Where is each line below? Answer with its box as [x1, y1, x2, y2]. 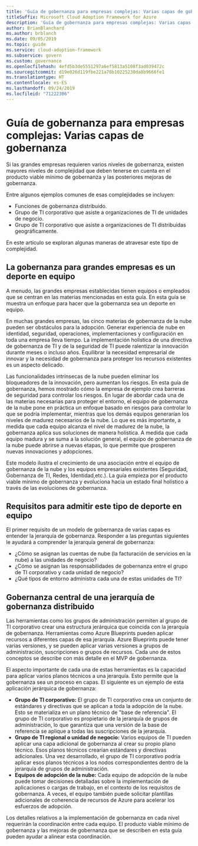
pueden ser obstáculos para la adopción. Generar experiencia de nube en [6, 324, 186, 331]
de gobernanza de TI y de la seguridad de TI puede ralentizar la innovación [6, 343, 189, 350]
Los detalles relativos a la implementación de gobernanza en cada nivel [6, 814, 180, 821]
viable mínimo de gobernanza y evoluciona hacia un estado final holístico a [6, 478, 189, 485]
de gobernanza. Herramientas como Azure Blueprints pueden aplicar [6, 630, 174, 637]
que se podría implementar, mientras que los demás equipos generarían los [6, 410, 190, 417]
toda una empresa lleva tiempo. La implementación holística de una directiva [6, 336, 192, 343]
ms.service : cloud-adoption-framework [6, 47, 101, 53]
